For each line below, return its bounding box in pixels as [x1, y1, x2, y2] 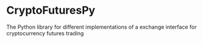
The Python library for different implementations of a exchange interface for [6, 23, 197, 30]
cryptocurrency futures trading [6, 29, 84, 36]
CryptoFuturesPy [6, 4, 96, 17]
